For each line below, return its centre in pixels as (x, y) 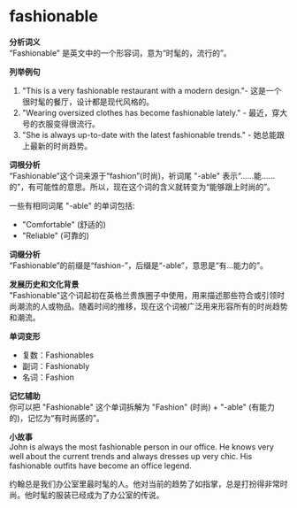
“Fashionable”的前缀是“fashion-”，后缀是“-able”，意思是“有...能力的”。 (138, 265)
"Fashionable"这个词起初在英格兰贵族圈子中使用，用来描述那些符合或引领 (143, 295)
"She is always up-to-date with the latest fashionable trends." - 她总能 (149, 135)
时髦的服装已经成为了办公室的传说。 (98, 495)
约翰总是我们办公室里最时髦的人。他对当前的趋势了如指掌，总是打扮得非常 (145, 483)
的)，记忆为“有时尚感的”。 (57, 418)
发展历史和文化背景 (44, 284)
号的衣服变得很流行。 (61, 123)
